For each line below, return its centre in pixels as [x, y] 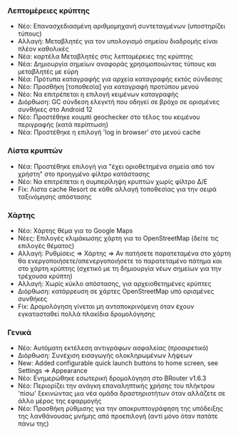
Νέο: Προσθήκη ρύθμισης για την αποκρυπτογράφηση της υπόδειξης [120, 409]
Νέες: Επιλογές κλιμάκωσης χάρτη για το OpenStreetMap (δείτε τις [118, 238]
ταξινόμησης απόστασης [55, 196]
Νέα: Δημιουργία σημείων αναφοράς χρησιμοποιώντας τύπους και [117, 64]
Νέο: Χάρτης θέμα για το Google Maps [75, 230]
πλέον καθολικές [43, 49]
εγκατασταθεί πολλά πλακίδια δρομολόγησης [86, 314]
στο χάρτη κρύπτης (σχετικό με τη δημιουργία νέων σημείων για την [120, 268]
